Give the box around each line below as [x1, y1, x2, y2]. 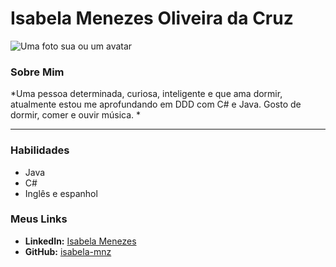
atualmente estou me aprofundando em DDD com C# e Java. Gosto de [10, 98, 302, 111]
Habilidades [10, 143, 70, 157]
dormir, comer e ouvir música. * [10, 109, 142, 121]
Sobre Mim [10, 65, 65, 79]
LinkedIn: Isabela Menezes [24, 235, 137, 247]
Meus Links [10, 212, 68, 226]
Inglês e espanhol [24, 187, 98, 199]
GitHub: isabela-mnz [24, 245, 112, 257]
